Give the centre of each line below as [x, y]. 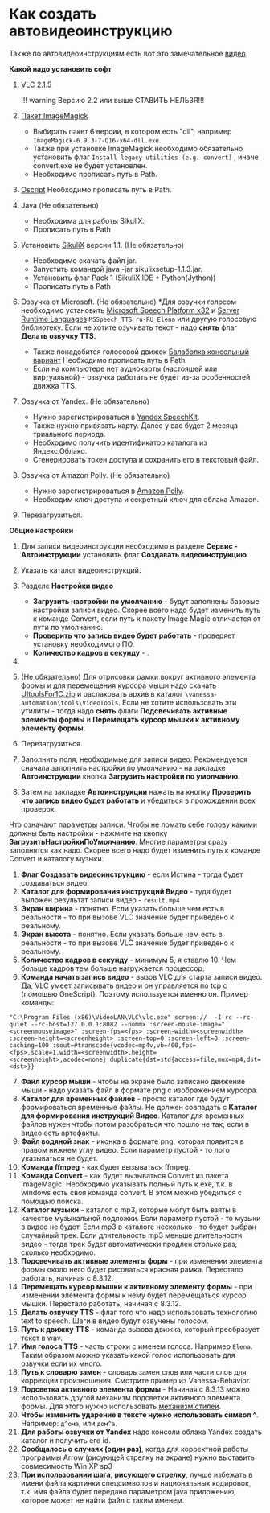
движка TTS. [55, 385]
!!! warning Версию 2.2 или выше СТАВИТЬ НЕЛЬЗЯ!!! [112, 100]
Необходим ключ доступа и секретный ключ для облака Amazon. [146, 499]
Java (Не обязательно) [59, 205]
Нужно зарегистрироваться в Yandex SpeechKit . [116, 417]
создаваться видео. [55, 882]
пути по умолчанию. [68, 627]
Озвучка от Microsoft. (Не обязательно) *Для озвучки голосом [128, 302]
